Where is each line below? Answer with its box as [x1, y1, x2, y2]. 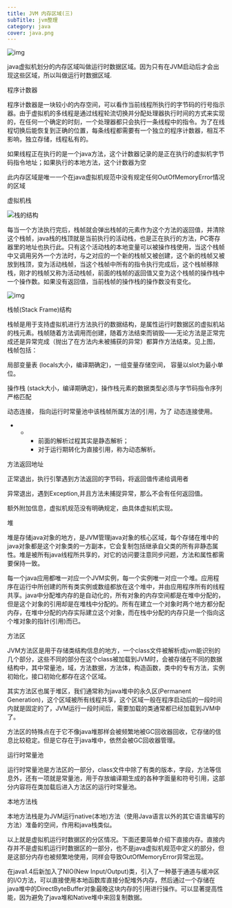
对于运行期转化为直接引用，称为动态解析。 [37, 445, 159, 454]
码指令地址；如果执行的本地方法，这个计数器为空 [7, 158, 146, 166]
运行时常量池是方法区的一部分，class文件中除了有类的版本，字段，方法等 [7, 766, 216, 774]
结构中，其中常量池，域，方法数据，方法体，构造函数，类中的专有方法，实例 [7, 664, 225, 672]
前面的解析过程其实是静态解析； [37, 436, 129, 445]
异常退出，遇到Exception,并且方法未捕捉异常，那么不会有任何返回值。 [7, 490, 207, 498]
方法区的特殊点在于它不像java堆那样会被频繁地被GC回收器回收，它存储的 [7, 728, 215, 736]
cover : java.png [7, 29, 54, 37]
